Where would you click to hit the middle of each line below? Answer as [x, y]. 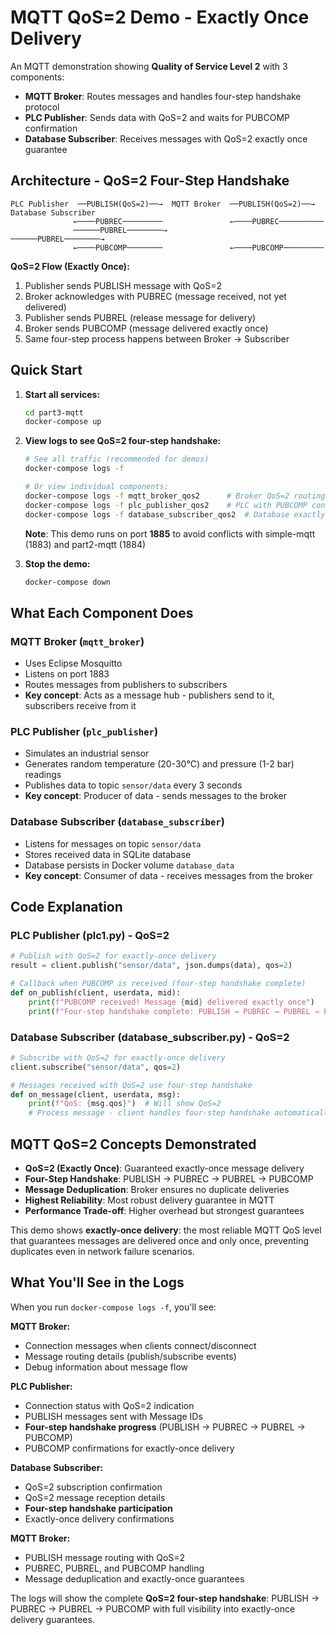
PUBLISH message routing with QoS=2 [105, 1557]
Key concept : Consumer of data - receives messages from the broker [168, 875]
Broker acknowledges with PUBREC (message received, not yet [155, 296]
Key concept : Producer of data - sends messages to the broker [155, 796]
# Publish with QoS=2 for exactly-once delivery [113, 956]
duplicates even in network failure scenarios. [102, 1252]
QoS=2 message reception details [95, 1497]
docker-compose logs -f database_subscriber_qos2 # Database [157, 514]
